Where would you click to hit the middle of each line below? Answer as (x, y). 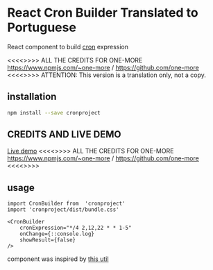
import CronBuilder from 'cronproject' (67, 204)
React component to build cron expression (68, 47)
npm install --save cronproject (54, 112)
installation (32, 97)
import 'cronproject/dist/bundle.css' (63, 210)
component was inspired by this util (58, 259)
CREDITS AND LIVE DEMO (64, 134)
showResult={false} (48, 240)
